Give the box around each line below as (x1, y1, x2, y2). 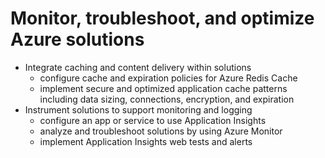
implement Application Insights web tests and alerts (39, 135, 253, 147)
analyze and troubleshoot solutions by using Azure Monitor (39, 125, 283, 137)
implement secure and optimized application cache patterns (39, 82, 288, 94)
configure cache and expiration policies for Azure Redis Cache (39, 72, 298, 84)
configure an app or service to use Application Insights (39, 114, 267, 126)
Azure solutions (10, 28, 145, 51)
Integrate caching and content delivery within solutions (24, 61, 252, 73)
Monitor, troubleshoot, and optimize (10, 7, 315, 30)
